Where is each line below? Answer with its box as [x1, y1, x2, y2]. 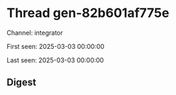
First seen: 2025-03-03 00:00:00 [6, 42, 104, 50]
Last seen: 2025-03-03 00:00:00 [6, 55, 104, 65]
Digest [6, 77, 37, 89]
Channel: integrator [6, 28, 63, 37]
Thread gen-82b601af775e [6, 5, 170, 21]
